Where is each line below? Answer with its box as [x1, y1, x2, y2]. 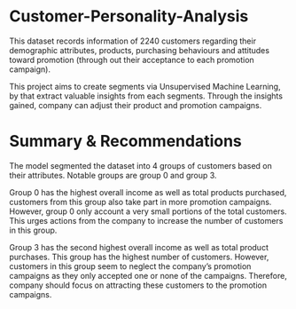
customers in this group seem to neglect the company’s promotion [9, 260, 252, 272]
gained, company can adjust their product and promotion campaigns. [9, 99, 262, 110]
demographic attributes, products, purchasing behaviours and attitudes [9, 44, 270, 55]
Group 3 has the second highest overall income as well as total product [9, 242, 269, 252]
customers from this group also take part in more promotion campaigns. [9, 196, 272, 207]
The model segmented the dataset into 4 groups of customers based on [9, 160, 273, 170]
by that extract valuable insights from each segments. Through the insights [9, 91, 284, 101]
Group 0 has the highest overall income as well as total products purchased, [9, 186, 287, 197]
